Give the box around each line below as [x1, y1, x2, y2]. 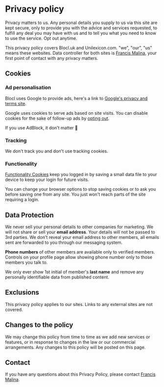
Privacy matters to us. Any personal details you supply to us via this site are [5, 20, 158, 26]
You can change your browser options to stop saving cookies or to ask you [5, 186, 156, 192]
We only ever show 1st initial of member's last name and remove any [5, 269, 144, 275]
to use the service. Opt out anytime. [5, 35, 77, 41]
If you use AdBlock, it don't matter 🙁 [5, 125, 78, 130]
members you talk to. [5, 259, 48, 265]
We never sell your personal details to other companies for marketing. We [5, 224, 153, 230]
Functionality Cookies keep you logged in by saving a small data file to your [5, 172, 157, 178]
